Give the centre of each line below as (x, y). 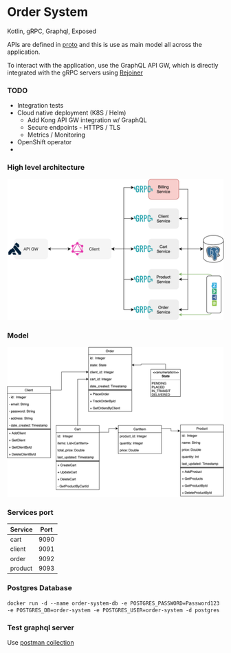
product (21, 568)
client (18, 549)
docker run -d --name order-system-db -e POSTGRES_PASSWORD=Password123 (113, 603)
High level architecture (46, 168)
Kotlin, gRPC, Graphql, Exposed (52, 31)
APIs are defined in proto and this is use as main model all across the (105, 44)
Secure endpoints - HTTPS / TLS (74, 128)
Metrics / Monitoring (56, 135)
